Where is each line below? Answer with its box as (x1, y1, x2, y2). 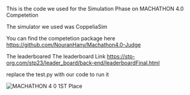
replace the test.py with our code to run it (6, 71, 109, 78)
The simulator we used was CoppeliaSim (6, 23, 107, 30)
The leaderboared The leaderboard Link (6, 53, 106, 60)
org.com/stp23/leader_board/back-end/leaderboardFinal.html (6, 60, 160, 66)
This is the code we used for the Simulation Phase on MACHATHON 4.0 (6, 5, 184, 12)
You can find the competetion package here (6, 35, 116, 41)
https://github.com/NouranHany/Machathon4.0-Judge (6, 41, 141, 48)
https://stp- (106, 53, 136, 60)
